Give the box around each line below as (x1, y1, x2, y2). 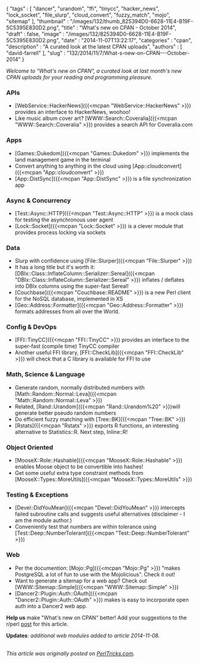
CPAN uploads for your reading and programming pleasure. (6, 74, 153, 81)
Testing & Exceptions (6, 491, 68, 499)
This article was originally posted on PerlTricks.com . (6, 650, 135, 657)
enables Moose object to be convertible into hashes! (14, 463, 144, 470)
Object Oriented (6, 443, 53, 451)
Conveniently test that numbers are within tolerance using (14, 523, 157, 531)
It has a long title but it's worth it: (14, 264, 95, 271)
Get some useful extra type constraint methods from (14, 470, 144, 477)
